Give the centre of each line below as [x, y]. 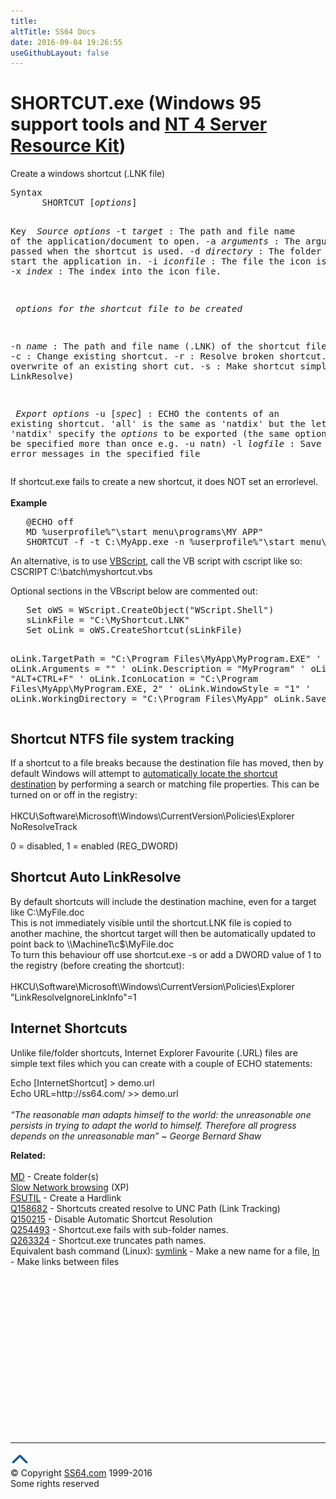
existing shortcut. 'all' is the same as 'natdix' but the [158, 424]
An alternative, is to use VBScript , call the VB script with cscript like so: [156, 561]
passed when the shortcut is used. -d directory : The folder [166, 251]
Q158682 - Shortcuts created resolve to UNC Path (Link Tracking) [145, 1208]
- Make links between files [65, 1261]
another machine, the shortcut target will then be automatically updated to [163, 933]
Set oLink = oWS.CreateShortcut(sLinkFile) [134, 630]
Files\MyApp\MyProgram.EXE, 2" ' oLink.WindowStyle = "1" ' [161, 689]
